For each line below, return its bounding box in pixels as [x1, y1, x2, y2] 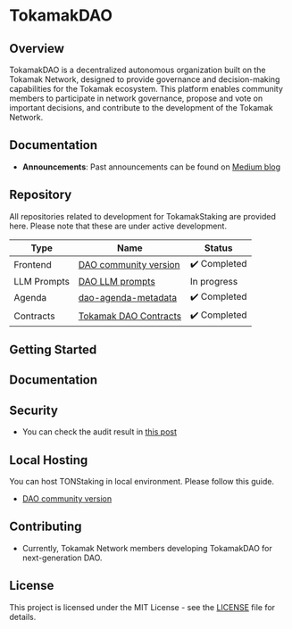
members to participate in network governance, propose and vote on [9, 93, 263, 103]
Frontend [13, 259, 52, 271]
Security [9, 402, 58, 418]
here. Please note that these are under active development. [9, 220, 228, 231]
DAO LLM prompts [78, 275, 156, 287]
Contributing [9, 519, 82, 534]
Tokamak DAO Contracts [78, 310, 181, 322]
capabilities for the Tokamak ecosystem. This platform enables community [9, 84, 284, 94]
